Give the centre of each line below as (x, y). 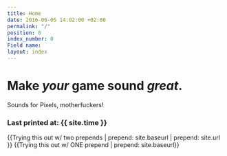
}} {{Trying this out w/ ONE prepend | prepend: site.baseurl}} (94, 145)
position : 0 (24, 33)
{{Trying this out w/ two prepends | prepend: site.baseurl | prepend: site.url (113, 137)
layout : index (28, 52)
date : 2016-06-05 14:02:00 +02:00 (57, 20)
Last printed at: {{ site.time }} (57, 122)
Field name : (24, 45)
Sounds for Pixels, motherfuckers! (55, 104)
